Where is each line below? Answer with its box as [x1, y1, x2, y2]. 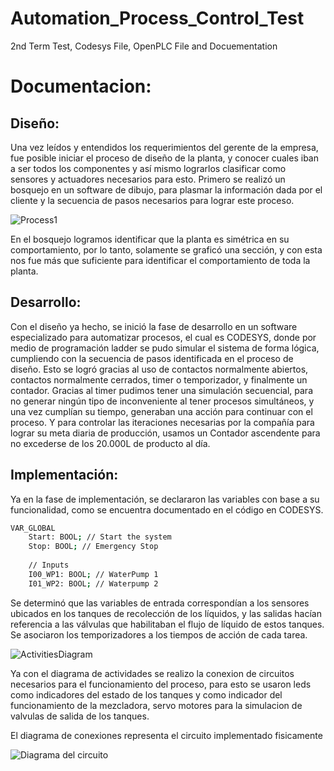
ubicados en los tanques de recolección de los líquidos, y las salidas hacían [10, 607, 322, 619]
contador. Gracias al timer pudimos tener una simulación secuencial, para [10, 384, 313, 396]
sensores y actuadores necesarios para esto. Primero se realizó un [10, 173, 286, 185]
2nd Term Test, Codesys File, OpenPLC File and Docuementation [10, 40, 278, 52]
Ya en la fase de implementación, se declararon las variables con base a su [10, 493, 320, 505]
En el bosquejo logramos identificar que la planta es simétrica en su [10, 233, 290, 245]
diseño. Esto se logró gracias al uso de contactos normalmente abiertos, [10, 363, 309, 375]
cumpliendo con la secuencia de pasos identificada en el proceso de [10, 352, 294, 364]
